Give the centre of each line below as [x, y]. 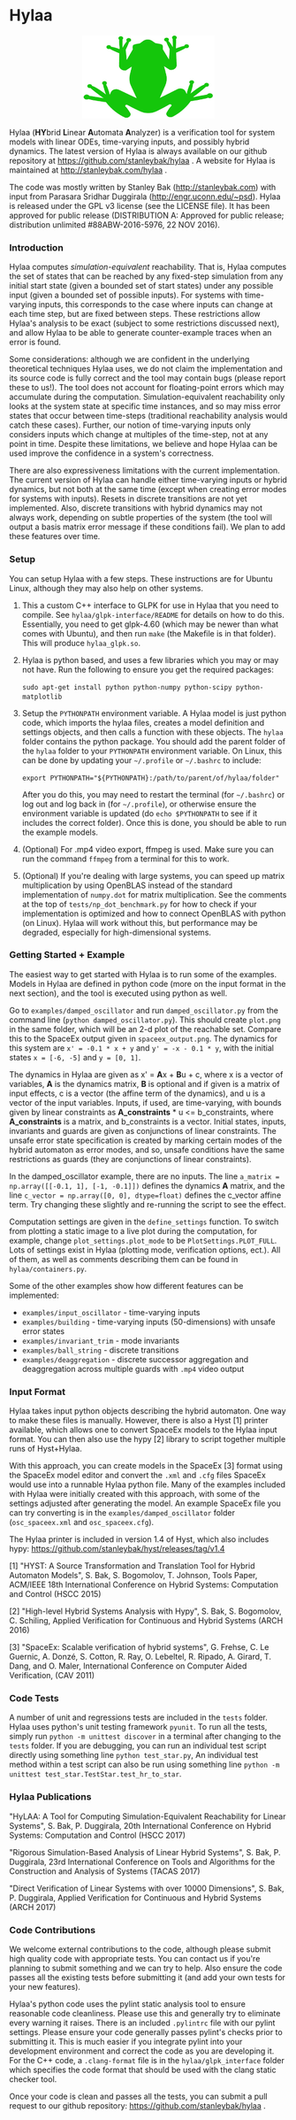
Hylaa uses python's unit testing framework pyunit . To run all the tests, [138, 1727]
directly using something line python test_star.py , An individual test [134, 1755]
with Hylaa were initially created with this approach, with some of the [135, 1494]
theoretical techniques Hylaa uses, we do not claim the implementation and [146, 369]
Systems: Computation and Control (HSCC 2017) [98, 1835]
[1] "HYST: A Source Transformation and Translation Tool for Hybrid [132, 1566]
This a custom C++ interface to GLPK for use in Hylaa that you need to [150, 605]
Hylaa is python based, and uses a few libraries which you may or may [150, 659]
